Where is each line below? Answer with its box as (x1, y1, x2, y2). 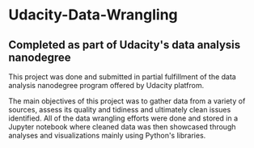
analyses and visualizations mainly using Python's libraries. (8, 131, 206, 140)
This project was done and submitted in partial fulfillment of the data (8, 72, 236, 82)
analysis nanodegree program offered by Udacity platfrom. (8, 81, 205, 90)
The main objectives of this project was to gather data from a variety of (8, 96, 246, 106)
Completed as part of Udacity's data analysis (8, 38, 241, 52)
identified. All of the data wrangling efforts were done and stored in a (8, 113, 239, 123)
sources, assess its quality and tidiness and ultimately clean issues (8, 105, 231, 114)
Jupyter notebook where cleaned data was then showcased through (8, 122, 236, 131)
